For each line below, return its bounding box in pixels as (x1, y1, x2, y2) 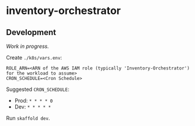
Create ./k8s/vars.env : (6, 54, 63, 61)
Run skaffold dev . (6, 115, 50, 121)
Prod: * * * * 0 (14, 97, 53, 104)
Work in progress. (6, 43, 49, 50)
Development (6, 27, 57, 37)
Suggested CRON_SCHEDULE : (6, 86, 70, 93)
